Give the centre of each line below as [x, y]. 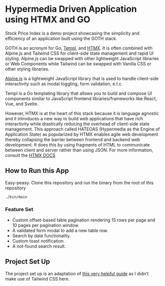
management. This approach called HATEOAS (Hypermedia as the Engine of [82, 129]
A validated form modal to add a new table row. [60, 231]
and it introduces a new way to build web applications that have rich [74, 118]
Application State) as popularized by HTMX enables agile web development [82, 134]
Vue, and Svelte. [22, 104]
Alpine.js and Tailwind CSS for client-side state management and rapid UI [80, 53]
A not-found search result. [39, 246]
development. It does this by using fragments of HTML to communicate [78, 144]
